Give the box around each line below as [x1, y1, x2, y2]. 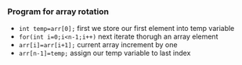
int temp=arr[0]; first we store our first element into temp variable [18, 24, 235, 33]
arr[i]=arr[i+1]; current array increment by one [18, 40, 178, 50]
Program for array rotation [7, 6, 109, 17]
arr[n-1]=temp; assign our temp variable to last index [18, 49, 191, 58]
